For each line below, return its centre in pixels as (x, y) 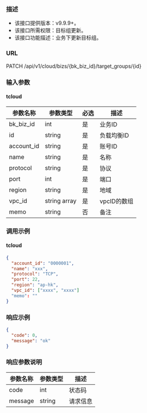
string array (61, 201)
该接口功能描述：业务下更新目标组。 (58, 38)
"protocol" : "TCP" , (35, 274)
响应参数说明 (24, 362)
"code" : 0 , (24, 335)
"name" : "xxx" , (30, 269)
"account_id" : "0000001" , (43, 263)
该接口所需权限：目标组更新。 (50, 30)
